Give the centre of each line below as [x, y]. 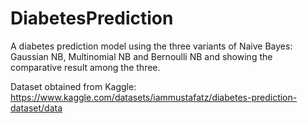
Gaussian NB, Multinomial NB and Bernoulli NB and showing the [141, 56]
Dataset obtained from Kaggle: [73, 86]
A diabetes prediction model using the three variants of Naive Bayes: [151, 46]
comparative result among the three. [85, 67]
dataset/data [36, 108]
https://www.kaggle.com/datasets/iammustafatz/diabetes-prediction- [154, 97]
